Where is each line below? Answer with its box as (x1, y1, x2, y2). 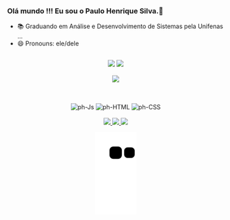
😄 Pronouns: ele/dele (17, 39, 79, 47)
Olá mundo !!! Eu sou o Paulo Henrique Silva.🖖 (7, 6, 164, 16)
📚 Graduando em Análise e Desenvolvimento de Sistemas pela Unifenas (17, 22, 224, 30)
